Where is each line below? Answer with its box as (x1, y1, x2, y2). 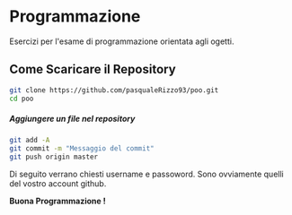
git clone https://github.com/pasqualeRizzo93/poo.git (9, 85, 219, 95)
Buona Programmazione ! (9, 195, 106, 207)
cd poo (9, 94, 34, 103)
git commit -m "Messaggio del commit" (9, 144, 155, 153)
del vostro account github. (9, 178, 107, 189)
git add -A (9, 136, 50, 145)
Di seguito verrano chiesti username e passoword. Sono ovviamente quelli (9, 168, 285, 180)
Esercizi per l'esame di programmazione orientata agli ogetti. (9, 36, 234, 47)
